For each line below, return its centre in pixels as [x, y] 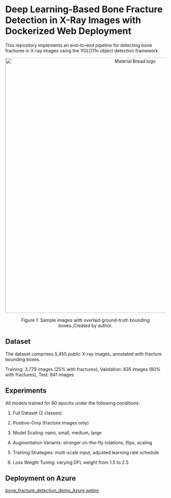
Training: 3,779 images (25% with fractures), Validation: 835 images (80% [83, 369]
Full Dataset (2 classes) [37, 413]
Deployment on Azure [41, 478]
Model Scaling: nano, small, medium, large [57, 433]
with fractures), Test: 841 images [40, 375]
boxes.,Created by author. [85, 326]
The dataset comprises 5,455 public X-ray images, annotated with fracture [83, 354]
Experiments [26, 391]
